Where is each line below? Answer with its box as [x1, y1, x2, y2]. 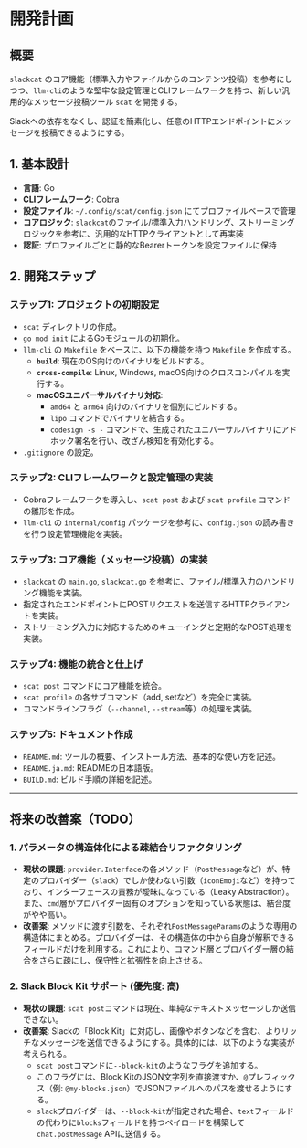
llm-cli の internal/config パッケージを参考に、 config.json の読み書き [22, 517, 295, 528]
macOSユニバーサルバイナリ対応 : [36, 389, 164, 400]
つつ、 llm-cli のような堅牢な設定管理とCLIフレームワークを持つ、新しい [9, 85, 282, 96]
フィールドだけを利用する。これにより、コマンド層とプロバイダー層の [22, 943, 287, 954]
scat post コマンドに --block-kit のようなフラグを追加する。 [36, 1059, 263, 1070]
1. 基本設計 [9, 156, 70, 172]
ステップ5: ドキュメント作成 [9, 728, 133, 741]
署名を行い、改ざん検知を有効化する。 [74, 435, 219, 446]
